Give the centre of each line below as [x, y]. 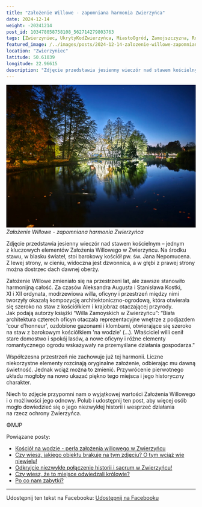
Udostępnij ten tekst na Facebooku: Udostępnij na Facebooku [83, 497]
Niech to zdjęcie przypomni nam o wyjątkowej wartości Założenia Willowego [101, 394]
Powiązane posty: [28, 436]
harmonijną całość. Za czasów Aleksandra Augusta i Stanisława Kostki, [94, 287]
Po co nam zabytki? [39, 480]
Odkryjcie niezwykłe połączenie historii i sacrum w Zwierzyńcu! [93, 467]
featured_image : [26, 45]
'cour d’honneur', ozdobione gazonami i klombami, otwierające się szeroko [99, 325]
